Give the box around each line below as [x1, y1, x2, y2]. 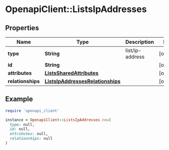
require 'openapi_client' [5, 108, 59, 113]
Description [125, 39, 154, 45]
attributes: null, [10, 131, 49, 136]
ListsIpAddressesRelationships [44, 78, 121, 85]
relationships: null [10, 136, 53, 141]
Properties [5, 24, 39, 32]
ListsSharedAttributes [44, 69, 99, 77]
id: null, [10, 127, 30, 132]
